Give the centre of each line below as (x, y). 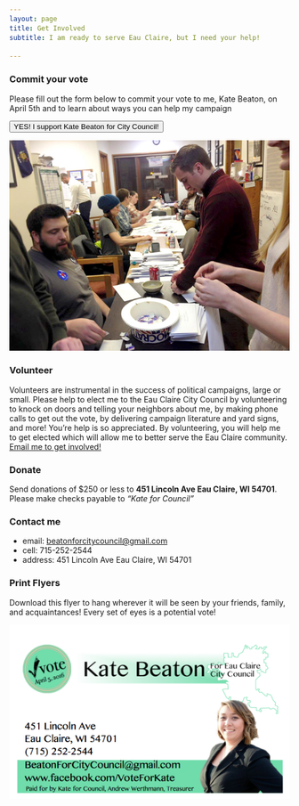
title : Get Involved (48, 28)
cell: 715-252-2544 (57, 550)
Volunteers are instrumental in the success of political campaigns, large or (145, 390)
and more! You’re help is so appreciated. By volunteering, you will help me (145, 427)
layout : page (33, 19)
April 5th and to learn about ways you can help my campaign (121, 108)
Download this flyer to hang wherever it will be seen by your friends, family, (148, 602)
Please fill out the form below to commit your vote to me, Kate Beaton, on (143, 99)
